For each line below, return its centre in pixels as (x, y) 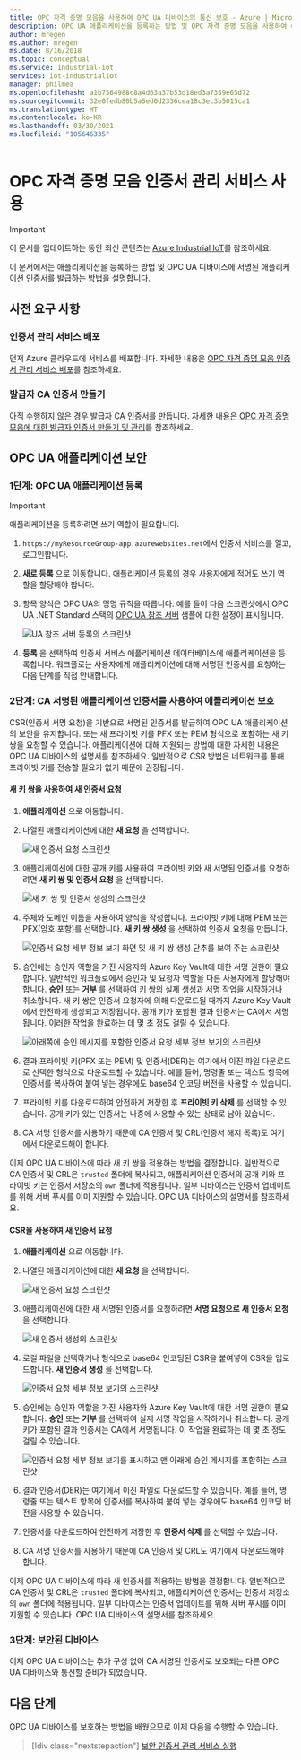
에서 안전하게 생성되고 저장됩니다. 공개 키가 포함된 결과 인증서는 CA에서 (147, 1011)
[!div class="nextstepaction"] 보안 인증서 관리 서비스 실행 (134, 1746)
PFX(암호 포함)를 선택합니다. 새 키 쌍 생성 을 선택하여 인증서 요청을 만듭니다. (155, 928)
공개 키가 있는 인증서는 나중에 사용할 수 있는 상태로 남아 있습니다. (162, 1114)
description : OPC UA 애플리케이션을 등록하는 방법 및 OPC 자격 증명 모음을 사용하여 (148, 26)
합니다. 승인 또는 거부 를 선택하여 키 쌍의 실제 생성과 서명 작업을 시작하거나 (152, 989)
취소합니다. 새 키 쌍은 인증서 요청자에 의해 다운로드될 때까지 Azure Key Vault (156, 1000)
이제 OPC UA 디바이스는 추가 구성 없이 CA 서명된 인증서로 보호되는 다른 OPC (144, 1661)
